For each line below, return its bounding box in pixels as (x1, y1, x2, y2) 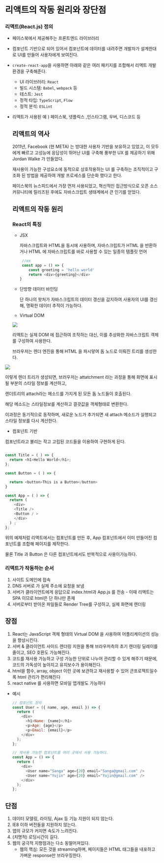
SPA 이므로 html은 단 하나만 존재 (12, 595, 75, 601)
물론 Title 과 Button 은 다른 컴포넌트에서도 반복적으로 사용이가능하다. (5, 551, 137, 557)
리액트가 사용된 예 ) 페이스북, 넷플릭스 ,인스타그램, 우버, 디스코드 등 (12, 114, 141, 120)
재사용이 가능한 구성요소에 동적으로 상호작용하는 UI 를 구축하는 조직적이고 (12, 167, 153, 172)
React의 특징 (12, 221, 42, 227)
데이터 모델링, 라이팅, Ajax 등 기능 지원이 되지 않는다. (12, 816, 114, 822)
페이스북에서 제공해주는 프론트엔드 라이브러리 (12, 35, 100, 41)
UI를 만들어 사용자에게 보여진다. (17, 52, 79, 58)
